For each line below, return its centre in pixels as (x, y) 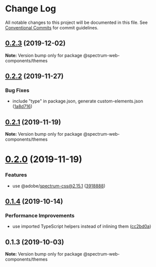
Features (16, 175)
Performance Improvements (40, 216)
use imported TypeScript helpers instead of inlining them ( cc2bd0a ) (82, 226)
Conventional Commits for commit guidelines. (52, 27)
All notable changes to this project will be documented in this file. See (77, 22)
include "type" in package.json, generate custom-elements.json (78, 101)
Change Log (31, 9)
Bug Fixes (17, 90)
